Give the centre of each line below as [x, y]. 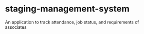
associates [16, 27]
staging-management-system [67, 9]
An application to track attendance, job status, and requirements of [72, 22]
